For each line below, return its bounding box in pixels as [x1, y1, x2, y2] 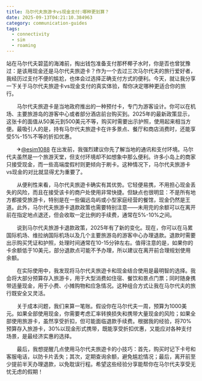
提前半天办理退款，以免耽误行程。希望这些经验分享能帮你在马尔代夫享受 [11, 360, 191, 368]
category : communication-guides [6, 20, 87, 26]
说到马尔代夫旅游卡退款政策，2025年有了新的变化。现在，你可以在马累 [16, 224, 194, 231]
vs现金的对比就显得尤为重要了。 [6, 168, 86, 175]
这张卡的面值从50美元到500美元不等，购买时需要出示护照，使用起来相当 [6, 118, 186, 125]
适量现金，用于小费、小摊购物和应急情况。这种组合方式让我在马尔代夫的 [11, 282, 191, 289]
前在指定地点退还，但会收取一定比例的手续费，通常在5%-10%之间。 [6, 211, 176, 218]
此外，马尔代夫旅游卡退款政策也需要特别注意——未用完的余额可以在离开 [16, 203, 196, 211]
